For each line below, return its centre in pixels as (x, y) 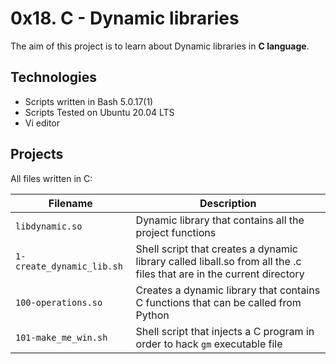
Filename (70, 203)
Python (152, 315)
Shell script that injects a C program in (225, 331)
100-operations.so (59, 302)
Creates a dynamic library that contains (228, 290)
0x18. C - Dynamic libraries (125, 18)
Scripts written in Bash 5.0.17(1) (89, 101)
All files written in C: (51, 178)
